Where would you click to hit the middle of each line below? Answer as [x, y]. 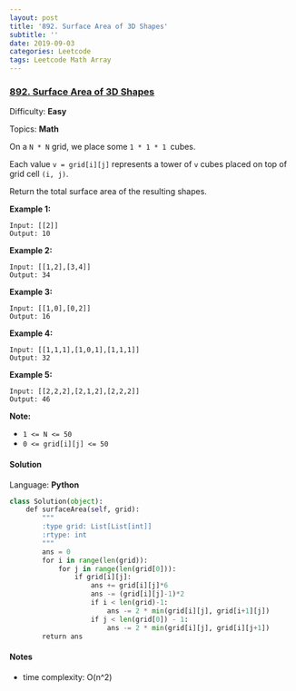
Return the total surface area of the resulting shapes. [108, 192]
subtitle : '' [34, 35]
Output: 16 [30, 317]
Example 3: [31, 292]
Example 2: [31, 251]
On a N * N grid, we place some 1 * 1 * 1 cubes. [103, 147]
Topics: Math [34, 129]
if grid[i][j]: [103, 577]
